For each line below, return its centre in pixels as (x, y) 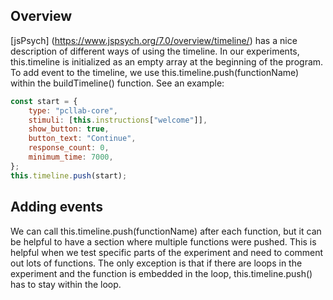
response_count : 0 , (69, 148)
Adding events (56, 207)
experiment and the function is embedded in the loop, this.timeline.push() (161, 273)
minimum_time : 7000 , (71, 157)
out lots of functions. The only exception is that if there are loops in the (156, 263)
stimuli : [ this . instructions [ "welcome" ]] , (118, 120)
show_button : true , (69, 129)
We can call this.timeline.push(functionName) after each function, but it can (166, 231)
